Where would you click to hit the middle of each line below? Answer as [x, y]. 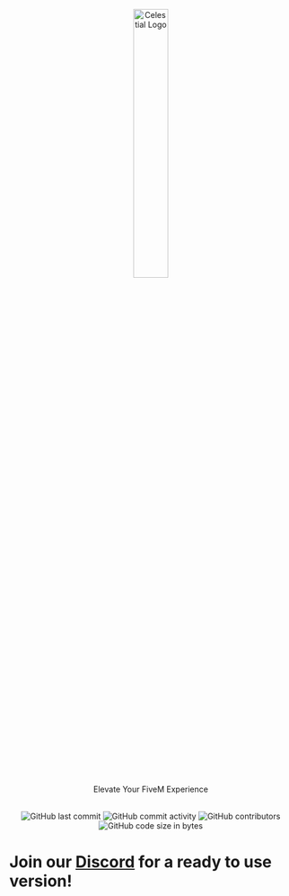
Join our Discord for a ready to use [140, 862]
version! [41, 881]
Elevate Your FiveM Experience [151, 789]
